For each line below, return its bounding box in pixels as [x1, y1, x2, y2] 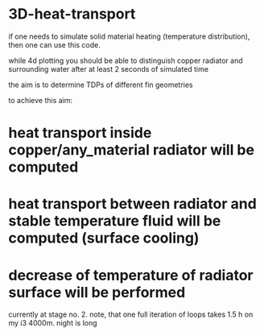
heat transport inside [8, 124, 152, 142]
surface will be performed [8, 283, 186, 301]
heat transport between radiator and [8, 195, 258, 214]
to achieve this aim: [8, 95, 73, 105]
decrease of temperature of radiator [8, 266, 254, 284]
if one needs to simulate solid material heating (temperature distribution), [8, 31, 250, 41]
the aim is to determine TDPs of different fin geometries [8, 80, 193, 89]
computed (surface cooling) [8, 229, 200, 247]
